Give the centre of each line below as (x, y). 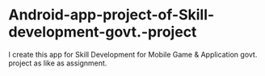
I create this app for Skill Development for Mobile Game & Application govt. (133, 54)
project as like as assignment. (58, 63)
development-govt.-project (103, 32)
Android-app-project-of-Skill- (111, 15)
